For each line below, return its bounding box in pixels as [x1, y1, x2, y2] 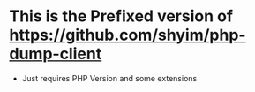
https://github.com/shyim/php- [9, 25, 246, 45]
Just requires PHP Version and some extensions [21, 73, 198, 83]
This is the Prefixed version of [9, 6, 234, 27]
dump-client [9, 44, 102, 64]
